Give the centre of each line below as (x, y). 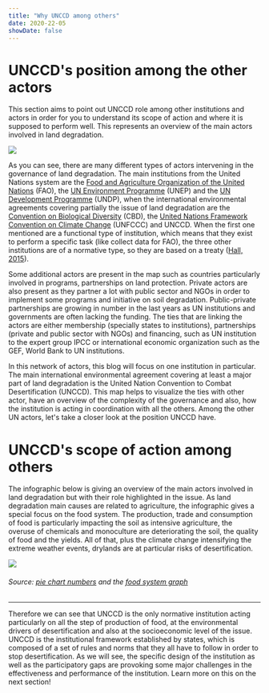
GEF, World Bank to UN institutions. (66, 351)
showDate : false (35, 30)
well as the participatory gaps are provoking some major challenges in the (130, 665)
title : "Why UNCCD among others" (64, 16)
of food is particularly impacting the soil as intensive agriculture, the (120, 523)
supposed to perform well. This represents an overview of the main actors (130, 126)
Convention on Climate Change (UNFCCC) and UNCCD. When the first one (132, 225)
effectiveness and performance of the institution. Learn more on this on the (132, 674)
